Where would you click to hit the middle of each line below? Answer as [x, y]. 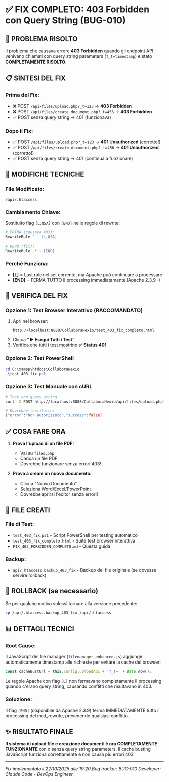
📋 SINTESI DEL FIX [36, 78]
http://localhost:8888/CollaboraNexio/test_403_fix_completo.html [83, 330]
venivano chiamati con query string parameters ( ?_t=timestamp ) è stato [79, 56]
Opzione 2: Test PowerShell [40, 358]
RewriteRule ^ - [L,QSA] [31, 237]
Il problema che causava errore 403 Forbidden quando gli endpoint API [79, 51]
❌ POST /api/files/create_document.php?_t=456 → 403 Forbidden [82, 111]
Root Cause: [21, 646]
